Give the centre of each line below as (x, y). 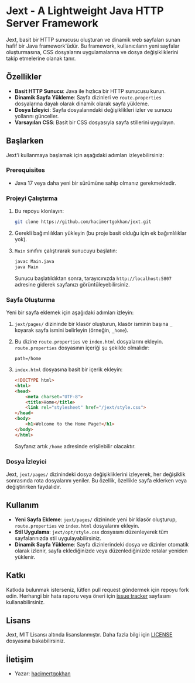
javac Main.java (34, 262)
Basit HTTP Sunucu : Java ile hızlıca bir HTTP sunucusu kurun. (90, 91)
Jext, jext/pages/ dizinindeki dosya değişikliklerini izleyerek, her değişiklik (96, 474)
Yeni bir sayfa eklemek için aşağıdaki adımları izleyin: (70, 312)
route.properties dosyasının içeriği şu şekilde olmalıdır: (82, 348)
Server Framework (52, 23)
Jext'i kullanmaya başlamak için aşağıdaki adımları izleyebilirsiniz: (85, 155)
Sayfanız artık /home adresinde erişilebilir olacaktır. (75, 446)
